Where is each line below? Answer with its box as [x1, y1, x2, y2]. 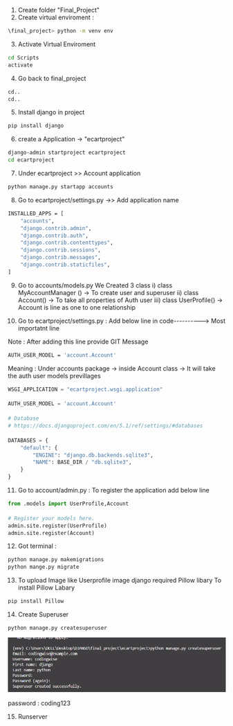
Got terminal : [17, 542, 57, 550]
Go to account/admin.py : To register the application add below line [17, 486, 210, 494]
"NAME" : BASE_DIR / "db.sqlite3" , [32, 459, 132, 466]
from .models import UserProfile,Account [8, 500, 129, 507]
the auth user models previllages [8, 371, 101, 380]
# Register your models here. [8, 515, 95, 522]
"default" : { [20, 444, 58, 451]
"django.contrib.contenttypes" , [20, 239, 113, 247]
